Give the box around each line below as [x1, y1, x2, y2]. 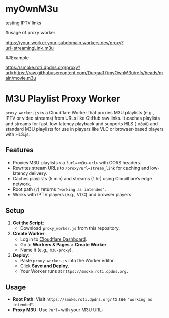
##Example [5, 54, 29, 61]
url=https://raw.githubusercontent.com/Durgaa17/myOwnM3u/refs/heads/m [5, 69, 163, 76]
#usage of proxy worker [5, 29, 56, 35]
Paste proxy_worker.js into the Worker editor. [20, 257, 115, 263]
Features [5, 146, 34, 154]
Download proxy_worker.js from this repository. [20, 225, 120, 231]
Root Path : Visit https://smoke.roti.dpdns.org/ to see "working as [12, 296, 153, 302]
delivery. [29, 170, 47, 176]
